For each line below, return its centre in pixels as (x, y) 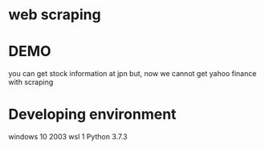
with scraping (31, 83)
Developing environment (92, 115)
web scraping (55, 15)
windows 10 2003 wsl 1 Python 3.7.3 (68, 137)
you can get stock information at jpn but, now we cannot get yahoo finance (132, 74)
